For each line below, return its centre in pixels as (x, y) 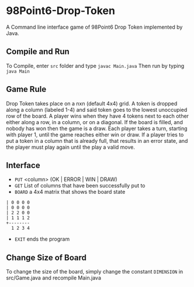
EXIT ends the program (42, 239)
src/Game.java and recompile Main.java (53, 278)
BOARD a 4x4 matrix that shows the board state (70, 192)
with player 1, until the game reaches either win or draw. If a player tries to (95, 134)
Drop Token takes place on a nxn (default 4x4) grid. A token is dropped (92, 103)
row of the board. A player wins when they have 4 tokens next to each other (97, 116)
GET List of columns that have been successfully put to (80, 186)
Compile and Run (38, 52)
